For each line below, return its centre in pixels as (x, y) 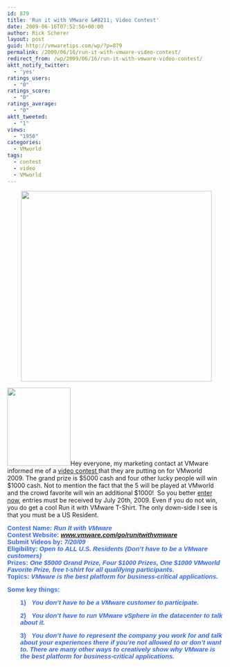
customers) (25, 556)
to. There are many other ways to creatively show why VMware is (118, 649)
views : (17, 130)
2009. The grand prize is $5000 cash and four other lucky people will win (112, 478)
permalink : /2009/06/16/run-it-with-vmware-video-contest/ (94, 53)
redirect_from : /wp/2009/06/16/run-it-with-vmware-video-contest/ (105, 59)
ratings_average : (32, 104)
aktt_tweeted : (28, 116)
